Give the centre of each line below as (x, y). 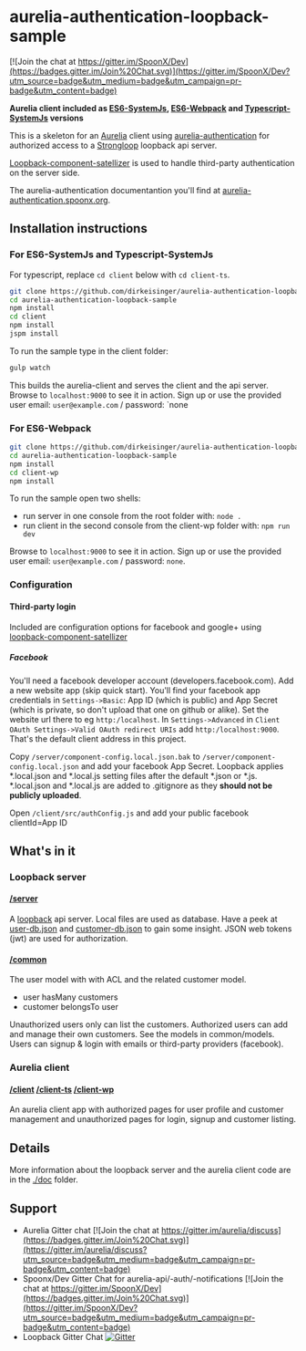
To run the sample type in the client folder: (89, 351)
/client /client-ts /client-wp (62, 1089)
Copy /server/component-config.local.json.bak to (105, 756)
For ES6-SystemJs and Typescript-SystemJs (112, 255)
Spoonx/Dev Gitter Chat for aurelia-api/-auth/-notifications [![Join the (153, 1278)
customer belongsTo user (71, 1007)
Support (33, 1208)
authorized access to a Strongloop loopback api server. (113, 145)
